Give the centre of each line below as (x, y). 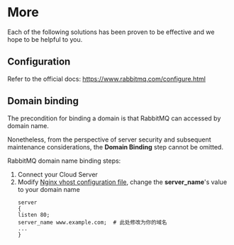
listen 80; (34, 215)
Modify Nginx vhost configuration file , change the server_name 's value (122, 182)
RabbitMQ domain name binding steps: (64, 161)
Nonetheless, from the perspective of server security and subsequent (109, 139)
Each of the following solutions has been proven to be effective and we (111, 32)
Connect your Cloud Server (57, 174)
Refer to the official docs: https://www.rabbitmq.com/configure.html (106, 79)
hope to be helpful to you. (45, 39)
